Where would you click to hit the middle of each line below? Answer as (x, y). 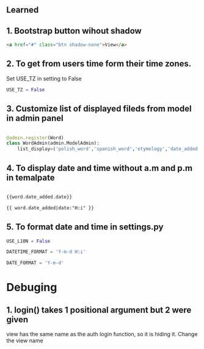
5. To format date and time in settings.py (85, 227)
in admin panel (35, 118)
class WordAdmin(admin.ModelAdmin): (53, 143)
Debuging (32, 288)
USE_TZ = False (26, 90)
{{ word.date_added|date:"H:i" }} (50, 208)
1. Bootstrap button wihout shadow (74, 31)
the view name (25, 340)
